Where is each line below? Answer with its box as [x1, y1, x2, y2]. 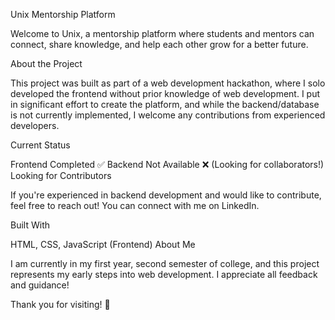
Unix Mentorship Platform [10, 9, 116, 20]
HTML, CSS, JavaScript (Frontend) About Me [10, 239, 196, 250]
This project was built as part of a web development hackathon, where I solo [10, 77, 326, 89]
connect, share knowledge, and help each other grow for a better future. [10, 39, 309, 50]
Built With [10, 219, 50, 231]
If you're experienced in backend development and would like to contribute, [10, 189, 322, 201]
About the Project [10, 58, 83, 69]
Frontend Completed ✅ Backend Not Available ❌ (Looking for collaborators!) [10, 159, 325, 170]
